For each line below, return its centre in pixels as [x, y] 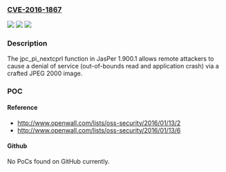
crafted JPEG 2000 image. [45, 73]
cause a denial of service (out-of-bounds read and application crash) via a [113, 66]
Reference [22, 108]
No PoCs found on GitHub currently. [58, 161]
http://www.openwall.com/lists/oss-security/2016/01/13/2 [99, 123]
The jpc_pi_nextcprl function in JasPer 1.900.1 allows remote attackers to [111, 58]
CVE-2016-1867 [35, 10]
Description [27, 44]
